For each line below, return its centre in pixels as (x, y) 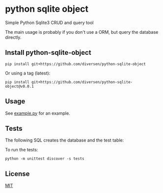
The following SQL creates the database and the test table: (65, 140)
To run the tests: (22, 150)
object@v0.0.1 (20, 86)
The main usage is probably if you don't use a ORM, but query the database (82, 32)
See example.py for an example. (38, 113)
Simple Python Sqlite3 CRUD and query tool (49, 23)
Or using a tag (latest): (28, 73)
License (17, 174)
